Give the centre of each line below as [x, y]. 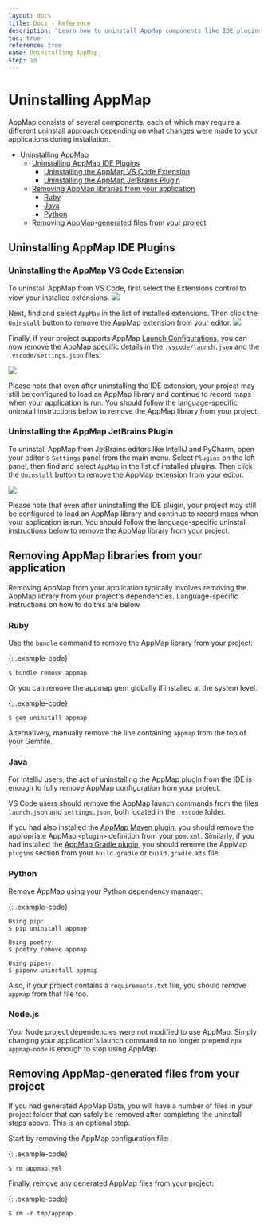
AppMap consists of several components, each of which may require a [124, 122]
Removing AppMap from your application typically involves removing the [128, 587]
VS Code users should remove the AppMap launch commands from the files [133, 803]
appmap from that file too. [49, 994]
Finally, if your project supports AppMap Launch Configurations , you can [128, 338]
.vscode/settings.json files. [55, 355]
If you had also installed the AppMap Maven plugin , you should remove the [131, 827]
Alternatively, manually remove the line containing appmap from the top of [128, 732]
